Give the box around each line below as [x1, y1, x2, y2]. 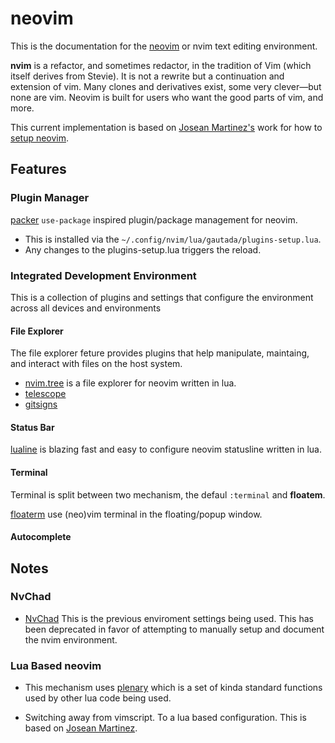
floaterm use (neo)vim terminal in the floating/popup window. [10, 508, 263, 520]
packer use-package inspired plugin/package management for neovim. [10, 213, 298, 226]
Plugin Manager [10, 191, 90, 205]
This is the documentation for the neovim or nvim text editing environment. [10, 40, 318, 52]
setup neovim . [10, 132, 70, 144]
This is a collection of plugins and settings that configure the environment [10, 291, 314, 303]
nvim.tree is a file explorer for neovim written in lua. [24, 377, 237, 389]
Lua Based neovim [10, 658, 102, 672]
